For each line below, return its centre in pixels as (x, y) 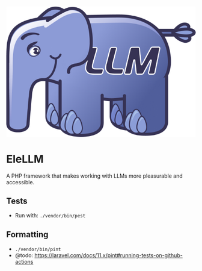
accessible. (20, 182)
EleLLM (25, 159)
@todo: (24, 255)
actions (24, 262)
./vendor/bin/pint (38, 250)
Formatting (27, 235)
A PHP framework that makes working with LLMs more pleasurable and (95, 176)
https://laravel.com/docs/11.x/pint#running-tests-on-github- (109, 255)
